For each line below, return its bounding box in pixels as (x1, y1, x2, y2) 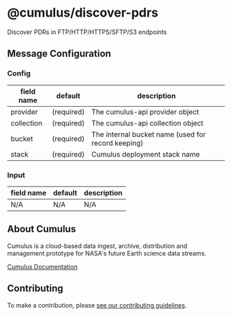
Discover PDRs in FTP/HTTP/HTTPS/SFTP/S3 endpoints (7, 28, 167, 36)
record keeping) (91, 138, 144, 148)
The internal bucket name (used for (91, 130, 206, 139)
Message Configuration (7, 48, 112, 60)
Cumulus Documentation (7, 262, 78, 271)
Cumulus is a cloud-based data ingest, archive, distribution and (7, 241, 188, 250)
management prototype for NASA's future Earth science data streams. (7, 249, 207, 257)
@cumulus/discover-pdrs (7, 5, 159, 21)
